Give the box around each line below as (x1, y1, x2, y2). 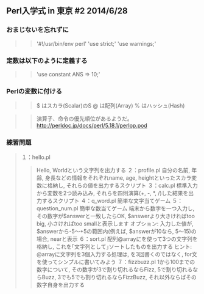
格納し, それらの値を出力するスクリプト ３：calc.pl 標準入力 (47, 182, 198, 189)
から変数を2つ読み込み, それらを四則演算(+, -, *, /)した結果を (36, 189, 189, 197)
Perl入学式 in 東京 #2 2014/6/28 (6, 6, 128, 17)
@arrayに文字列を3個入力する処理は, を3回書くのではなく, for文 (36, 250, 197, 258)
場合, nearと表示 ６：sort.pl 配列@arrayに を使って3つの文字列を (36, 235, 198, 243)
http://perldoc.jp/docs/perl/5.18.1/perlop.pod (36, 122, 147, 130)
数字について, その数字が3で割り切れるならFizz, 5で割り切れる (36, 265, 193, 273)
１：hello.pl (21, 153, 51, 161)
